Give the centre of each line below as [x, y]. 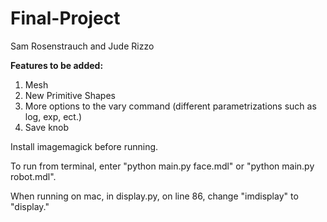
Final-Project [65, 18]
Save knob [47, 127]
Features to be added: [57, 65]
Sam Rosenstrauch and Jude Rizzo [82, 46]
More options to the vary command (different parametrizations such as [170, 106]
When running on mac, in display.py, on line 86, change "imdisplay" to [154, 196]
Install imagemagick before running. [84, 146]
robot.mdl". [33, 176]
